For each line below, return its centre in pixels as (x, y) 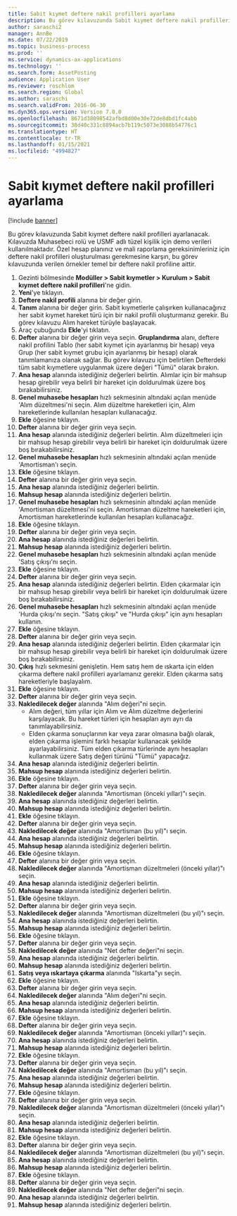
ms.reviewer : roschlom (41, 86)
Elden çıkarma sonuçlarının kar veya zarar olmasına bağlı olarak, (122, 733)
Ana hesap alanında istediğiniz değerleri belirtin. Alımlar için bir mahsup (122, 374)
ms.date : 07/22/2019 (38, 40)
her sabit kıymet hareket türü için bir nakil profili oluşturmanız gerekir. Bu (123, 315)
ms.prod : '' (25, 53)
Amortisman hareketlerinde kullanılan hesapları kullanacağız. (106, 517)
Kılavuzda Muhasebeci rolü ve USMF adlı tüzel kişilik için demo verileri (110, 241)
